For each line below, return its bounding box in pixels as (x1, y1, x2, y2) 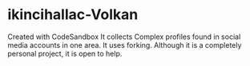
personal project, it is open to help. (7, 49, 123, 58)
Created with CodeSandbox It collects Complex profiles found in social (7, 32, 241, 41)
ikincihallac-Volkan (7, 6, 139, 24)
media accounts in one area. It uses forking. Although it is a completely (7, 40, 242, 49)
